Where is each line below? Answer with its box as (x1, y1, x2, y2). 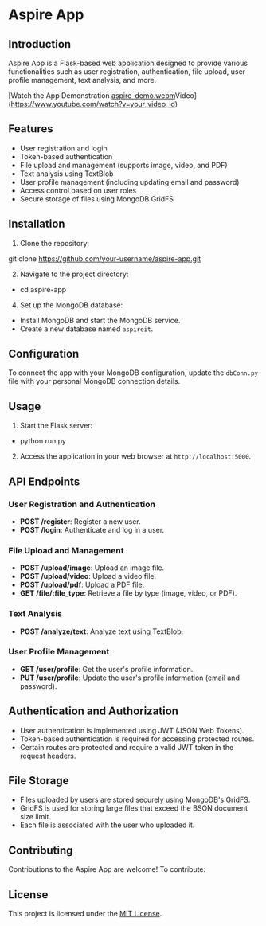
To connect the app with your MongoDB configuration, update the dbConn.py (8, 368, 259, 377)
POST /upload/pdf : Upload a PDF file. (19, 580, 145, 590)
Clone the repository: (19, 238, 90, 248)
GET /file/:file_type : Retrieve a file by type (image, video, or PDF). (19, 588, 237, 598)
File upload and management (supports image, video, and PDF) (19, 160, 229, 170)
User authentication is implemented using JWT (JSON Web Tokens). (19, 725, 244, 735)
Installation (8, 217, 65, 231)
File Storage (8, 774, 69, 787)
